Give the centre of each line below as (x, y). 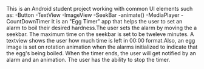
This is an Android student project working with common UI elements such (100, 9)
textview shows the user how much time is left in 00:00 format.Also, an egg (101, 40)
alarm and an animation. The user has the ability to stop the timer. (88, 60)
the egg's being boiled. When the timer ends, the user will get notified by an (101, 53)
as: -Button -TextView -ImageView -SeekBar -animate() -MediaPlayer (93, 15)
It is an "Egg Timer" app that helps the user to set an (117, 21)
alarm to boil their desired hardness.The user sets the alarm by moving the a (102, 28)
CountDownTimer (28, 21)
